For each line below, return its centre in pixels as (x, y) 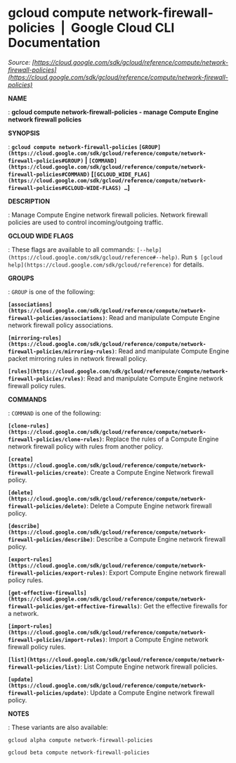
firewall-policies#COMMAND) (49, 174)
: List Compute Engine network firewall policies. (149, 667)
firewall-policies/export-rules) (57, 573)
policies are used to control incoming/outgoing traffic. (86, 222)
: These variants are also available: (58, 727)
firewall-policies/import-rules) (57, 640)
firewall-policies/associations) (57, 318)
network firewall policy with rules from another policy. (86, 446)
